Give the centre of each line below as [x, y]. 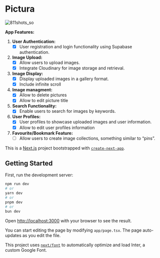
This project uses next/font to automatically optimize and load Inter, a [75, 245]
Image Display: [27, 74]
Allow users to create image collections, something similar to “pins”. [87, 138]
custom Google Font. [26, 250]
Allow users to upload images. [50, 63]
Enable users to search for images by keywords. [68, 111]
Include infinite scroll [40, 85]
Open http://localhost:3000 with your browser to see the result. [69, 220]
